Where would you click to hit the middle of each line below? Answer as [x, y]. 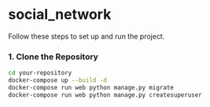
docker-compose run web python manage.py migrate [91, 87]
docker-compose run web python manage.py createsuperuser [105, 95]
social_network [60, 15]
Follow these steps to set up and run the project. [87, 36]
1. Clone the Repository [53, 57]
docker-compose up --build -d [58, 80]
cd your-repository [40, 73]
